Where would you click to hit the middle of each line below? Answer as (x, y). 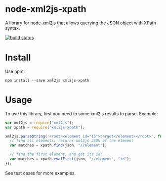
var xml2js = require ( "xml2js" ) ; (40, 123)
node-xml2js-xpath (46, 9)
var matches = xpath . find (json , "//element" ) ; (58, 145)
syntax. (13, 28)
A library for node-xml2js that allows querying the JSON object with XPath (81, 23)
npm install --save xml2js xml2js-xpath (47, 80)
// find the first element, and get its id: (56, 154)
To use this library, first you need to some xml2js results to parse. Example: (82, 113)
